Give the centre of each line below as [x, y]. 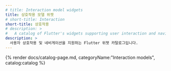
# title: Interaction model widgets [44, 10]
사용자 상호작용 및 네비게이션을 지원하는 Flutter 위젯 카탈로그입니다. [74, 43]
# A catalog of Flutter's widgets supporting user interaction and [81, 33]
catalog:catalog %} [25, 63]
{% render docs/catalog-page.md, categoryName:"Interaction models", [80, 57]
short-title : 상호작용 [27, 24]
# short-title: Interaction [35, 19]
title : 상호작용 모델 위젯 [30, 15]
